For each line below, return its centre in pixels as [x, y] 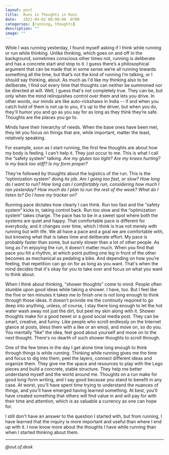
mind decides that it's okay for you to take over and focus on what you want [84, 269]
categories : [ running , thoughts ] [40, 24]
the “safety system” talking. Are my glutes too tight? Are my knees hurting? [83, 158]
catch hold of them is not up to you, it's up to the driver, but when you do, [81, 107]
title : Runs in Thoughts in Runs [41, 15]
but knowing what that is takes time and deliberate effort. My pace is [76, 237]
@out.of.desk [19, 447]
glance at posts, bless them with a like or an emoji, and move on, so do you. [84, 327]
